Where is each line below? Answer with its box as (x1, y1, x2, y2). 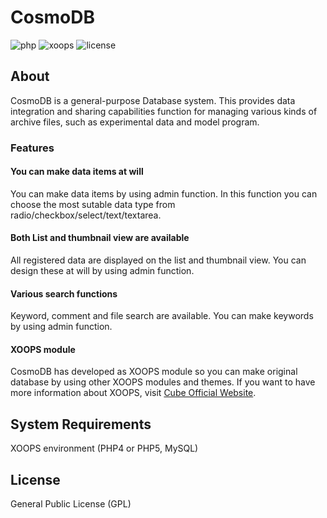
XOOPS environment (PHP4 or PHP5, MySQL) (10, 442, 199, 455)
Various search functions (10, 287, 118, 300)
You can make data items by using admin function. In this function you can (10, 187, 318, 200)
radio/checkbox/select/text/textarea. (10, 209, 162, 221)
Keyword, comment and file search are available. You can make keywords (10, 310, 314, 322)
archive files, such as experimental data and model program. (10, 116, 260, 128)
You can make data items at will (10, 166, 144, 178)
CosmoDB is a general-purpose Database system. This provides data (10, 94, 296, 106)
